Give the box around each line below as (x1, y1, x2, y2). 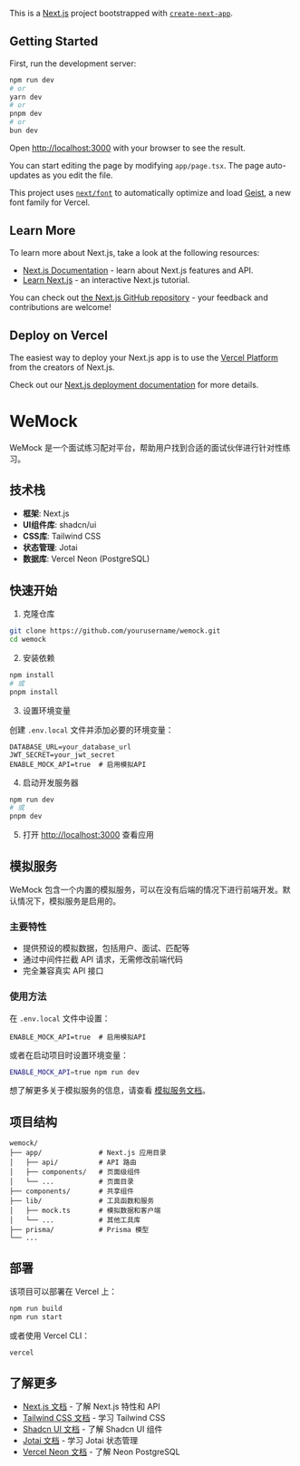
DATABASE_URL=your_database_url (9, 743, 131, 752)
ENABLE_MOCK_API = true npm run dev (9, 1067, 140, 1077)
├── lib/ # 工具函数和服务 (9, 1197, 155, 1206)
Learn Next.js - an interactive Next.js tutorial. (22, 274, 190, 285)
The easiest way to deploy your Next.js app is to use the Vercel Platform (9, 352, 279, 363)
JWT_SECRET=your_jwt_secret (9, 750, 116, 760)
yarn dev (9, 92, 43, 102)
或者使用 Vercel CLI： (9, 1330, 91, 1341)
